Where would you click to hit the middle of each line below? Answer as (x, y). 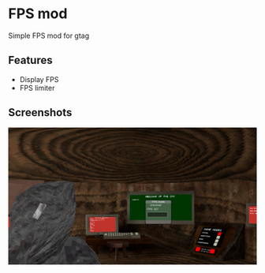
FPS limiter (37, 88)
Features (30, 60)
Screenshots (40, 112)
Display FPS (39, 79)
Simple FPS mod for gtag (49, 36)
